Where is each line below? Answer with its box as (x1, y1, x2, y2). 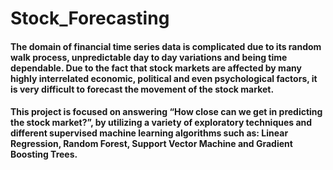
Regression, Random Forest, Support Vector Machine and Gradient (10, 138, 293, 150)
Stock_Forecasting (10, 7, 170, 30)
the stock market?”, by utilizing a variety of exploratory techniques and (10, 117, 313, 129)
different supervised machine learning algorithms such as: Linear (10, 127, 289, 139)
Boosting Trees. (10, 148, 78, 161)
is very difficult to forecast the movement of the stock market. (10, 83, 275, 95)
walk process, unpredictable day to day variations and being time (10, 51, 288, 63)
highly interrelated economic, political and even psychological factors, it (10, 72, 318, 84)
